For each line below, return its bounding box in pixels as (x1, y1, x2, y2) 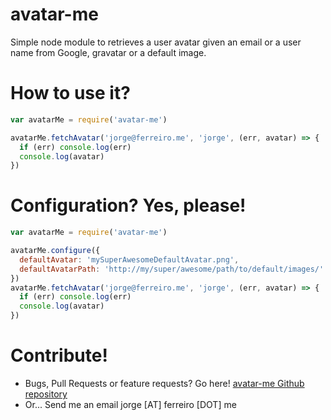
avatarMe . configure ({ (10, 246, 101, 256)
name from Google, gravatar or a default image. (10, 46, 207, 58)
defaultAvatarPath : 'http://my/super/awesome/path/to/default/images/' (19, 264, 325, 274)
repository (24, 388, 68, 400)
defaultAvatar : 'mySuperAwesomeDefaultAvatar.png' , (19, 254, 240, 265)
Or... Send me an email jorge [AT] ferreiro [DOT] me (24, 399, 237, 410)
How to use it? (10, 82, 131, 105)
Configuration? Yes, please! (10, 194, 247, 217)
